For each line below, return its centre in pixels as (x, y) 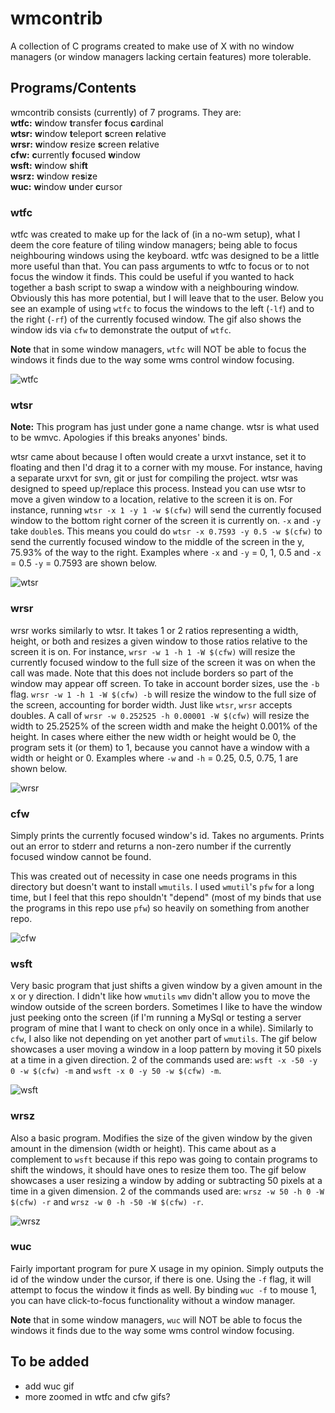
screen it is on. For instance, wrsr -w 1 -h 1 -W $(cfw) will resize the (153, 651)
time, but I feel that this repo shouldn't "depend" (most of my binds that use (166, 897)
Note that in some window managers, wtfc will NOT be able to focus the (158, 349)
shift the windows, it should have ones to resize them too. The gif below (158, 1169)
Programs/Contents (73, 88)
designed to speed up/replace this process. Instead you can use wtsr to (158, 489)
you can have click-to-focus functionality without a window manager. (153, 1300)
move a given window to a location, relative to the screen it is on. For (151, 499)
